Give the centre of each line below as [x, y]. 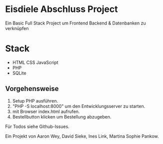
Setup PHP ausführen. [35, 100]
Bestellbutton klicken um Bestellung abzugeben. [62, 116]
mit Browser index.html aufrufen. [46, 111]
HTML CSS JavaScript [35, 62]
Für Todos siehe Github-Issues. [37, 126]
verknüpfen [17, 28]
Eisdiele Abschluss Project [62, 9]
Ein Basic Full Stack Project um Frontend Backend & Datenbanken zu [76, 23]
